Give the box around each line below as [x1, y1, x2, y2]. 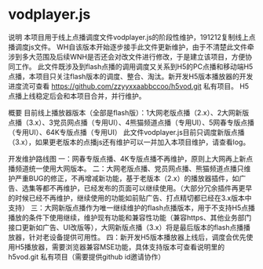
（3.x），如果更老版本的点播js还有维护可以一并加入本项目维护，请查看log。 [8, 137, 250, 147]
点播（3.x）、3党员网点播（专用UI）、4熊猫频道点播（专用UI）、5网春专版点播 [8, 118, 255, 127]
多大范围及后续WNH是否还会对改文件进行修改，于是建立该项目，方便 [21, 52, 246, 61]
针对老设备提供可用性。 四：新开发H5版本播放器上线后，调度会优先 [28, 232, 247, 242]
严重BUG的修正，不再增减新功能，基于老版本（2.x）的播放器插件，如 [14, 173, 239, 183]
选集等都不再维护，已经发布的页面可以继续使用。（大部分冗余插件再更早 [21, 183, 253, 193]
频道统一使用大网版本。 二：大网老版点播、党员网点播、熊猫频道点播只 [14, 163, 244, 173]
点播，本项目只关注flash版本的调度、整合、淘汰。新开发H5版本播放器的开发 [8, 71, 254, 81]
